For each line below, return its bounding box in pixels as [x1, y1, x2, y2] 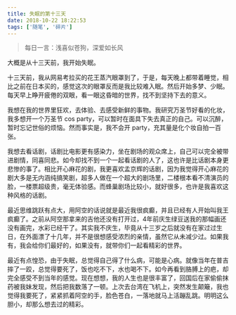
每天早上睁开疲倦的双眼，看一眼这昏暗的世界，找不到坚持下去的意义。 [7, 91, 211, 99]
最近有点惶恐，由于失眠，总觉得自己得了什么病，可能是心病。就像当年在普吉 [7, 256, 229, 264]
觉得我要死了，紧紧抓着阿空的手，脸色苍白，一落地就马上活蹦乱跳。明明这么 [7, 291, 229, 300]
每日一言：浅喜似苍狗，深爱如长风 [24, 44, 124, 52]
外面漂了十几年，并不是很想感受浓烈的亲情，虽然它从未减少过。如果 [25, 233, 223, 241]
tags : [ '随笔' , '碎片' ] [7, 23, 72, 30]
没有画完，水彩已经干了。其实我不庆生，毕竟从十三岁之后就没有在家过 [7, 224, 211, 232]
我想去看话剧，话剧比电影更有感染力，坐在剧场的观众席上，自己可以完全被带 [7, 147, 229, 155]
